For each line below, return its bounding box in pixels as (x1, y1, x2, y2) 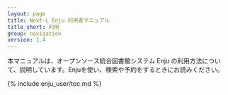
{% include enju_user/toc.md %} (7, 80, 102, 88)
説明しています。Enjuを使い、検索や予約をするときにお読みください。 (19, 65, 224, 74)
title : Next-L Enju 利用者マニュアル (7, 17, 110, 24)
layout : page (7, 10, 46, 18)
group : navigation (7, 30, 62, 37)
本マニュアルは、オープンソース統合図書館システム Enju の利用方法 (7, 57, 203, 65)
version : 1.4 (7, 37, 46, 44)
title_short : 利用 (7, 23, 59, 30)
